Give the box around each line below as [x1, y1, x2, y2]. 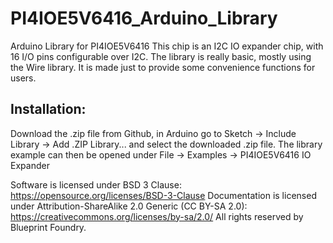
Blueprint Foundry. [10, 221, 87, 233]
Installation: [10, 101, 87, 118]
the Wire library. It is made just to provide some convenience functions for [10, 61, 316, 73]
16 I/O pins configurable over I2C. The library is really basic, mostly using [10, 50, 312, 62]
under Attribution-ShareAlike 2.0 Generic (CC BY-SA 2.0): [10, 200, 248, 212]
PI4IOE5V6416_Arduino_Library [10, 7, 278, 30]
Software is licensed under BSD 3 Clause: [10, 178, 182, 191]
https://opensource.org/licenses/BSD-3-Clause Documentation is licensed [10, 189, 317, 201]
